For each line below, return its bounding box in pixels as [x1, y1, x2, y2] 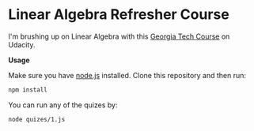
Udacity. [8, 39, 36, 49]
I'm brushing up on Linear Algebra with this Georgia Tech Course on [8, 32, 230, 41]
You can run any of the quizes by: [8, 100, 118, 110]
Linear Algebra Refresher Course [8, 6, 229, 24]
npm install [8, 85, 47, 94]
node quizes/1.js [8, 115, 66, 123]
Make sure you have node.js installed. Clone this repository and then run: [8, 70, 247, 80]
